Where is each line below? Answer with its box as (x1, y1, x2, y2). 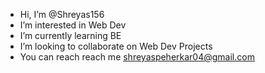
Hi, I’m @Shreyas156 (19, 9, 105, 20)
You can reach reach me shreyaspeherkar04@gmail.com (19, 51, 255, 63)
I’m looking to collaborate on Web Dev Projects (19, 40, 213, 52)
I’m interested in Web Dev (19, 19, 127, 31)
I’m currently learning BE (19, 30, 122, 41)
